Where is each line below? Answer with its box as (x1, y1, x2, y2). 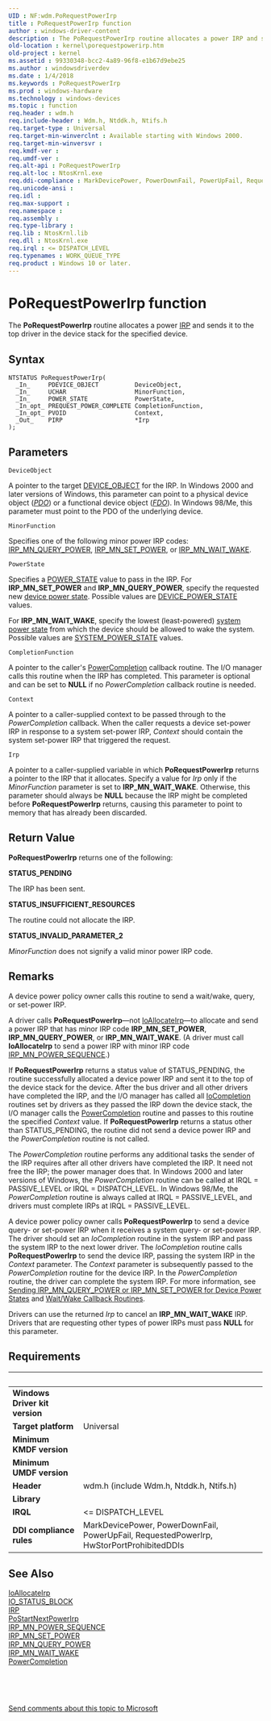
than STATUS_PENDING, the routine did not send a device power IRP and (8, 1125, 252, 1135)
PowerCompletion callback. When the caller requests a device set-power (8, 719, 252, 728)
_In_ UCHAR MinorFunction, (15, 388, 186, 396)
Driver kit (12, 1397, 49, 1408)
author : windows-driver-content (8, 27, 121, 35)
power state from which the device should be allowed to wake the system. (8, 624, 256, 634)
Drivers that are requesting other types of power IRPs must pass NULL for (8, 1318, 254, 1327)
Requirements (8, 1350, 81, 1364)
